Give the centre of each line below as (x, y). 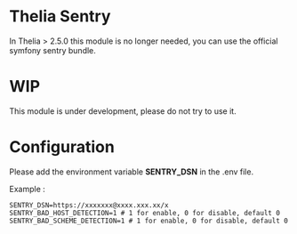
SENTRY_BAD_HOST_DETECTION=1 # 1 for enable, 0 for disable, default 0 (144, 213)
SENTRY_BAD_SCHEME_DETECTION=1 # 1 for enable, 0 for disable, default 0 (149, 221)
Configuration (62, 147)
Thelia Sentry (60, 16)
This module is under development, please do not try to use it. (123, 111)
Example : (28, 189)
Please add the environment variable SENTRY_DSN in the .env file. (132, 172)
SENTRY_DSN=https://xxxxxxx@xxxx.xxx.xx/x (89, 205)
